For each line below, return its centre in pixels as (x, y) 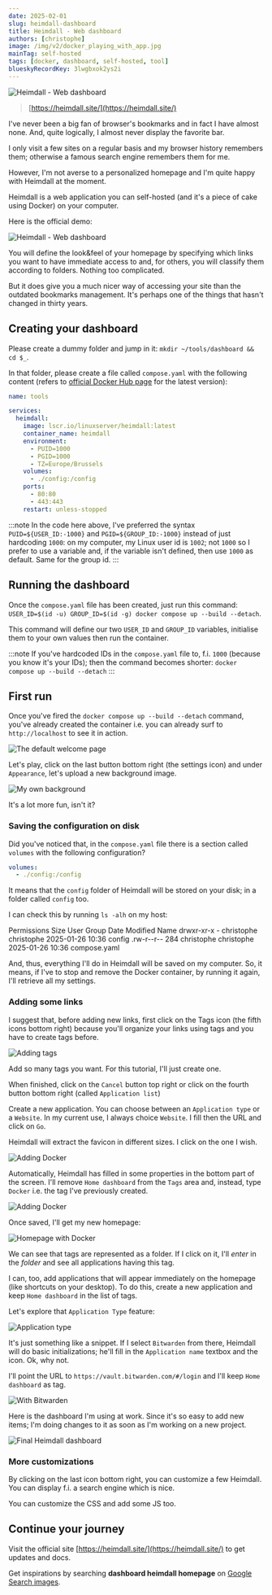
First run (30, 696)
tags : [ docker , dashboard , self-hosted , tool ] (89, 62)
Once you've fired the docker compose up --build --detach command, (126, 716)
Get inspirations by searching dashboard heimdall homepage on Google (130, 1573)
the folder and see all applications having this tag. (91, 1262)
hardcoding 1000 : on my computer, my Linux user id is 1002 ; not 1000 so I (129, 542)
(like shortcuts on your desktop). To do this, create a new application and (131, 1287)
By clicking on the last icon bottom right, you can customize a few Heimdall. (135, 1479)
